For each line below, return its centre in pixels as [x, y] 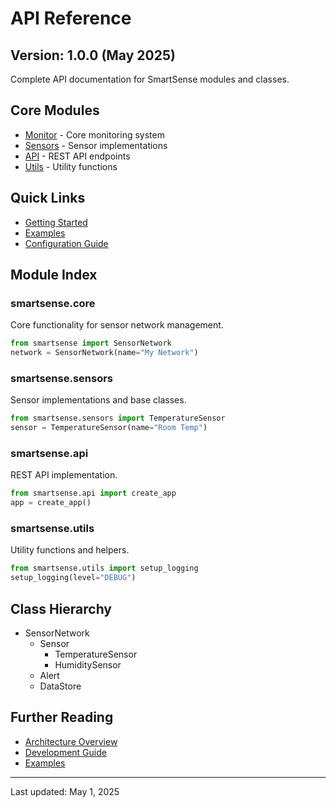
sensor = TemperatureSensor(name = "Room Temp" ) [109, 428]
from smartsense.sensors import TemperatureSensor [118, 418]
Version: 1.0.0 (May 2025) [93, 55]
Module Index [54, 275]
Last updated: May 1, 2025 [65, 791]
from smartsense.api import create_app [93, 493]
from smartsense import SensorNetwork [91, 343]
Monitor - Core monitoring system [94, 134]
